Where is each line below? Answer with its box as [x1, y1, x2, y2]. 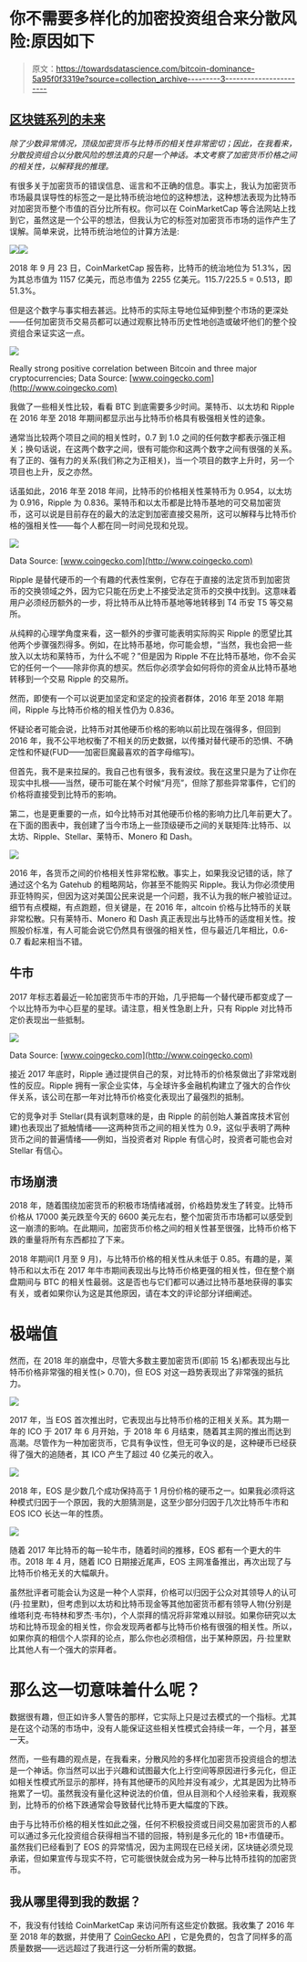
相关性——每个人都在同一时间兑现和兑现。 [33, 520, 193, 531]
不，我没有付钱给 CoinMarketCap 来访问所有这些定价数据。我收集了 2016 [9, 1920, 285, 1931]
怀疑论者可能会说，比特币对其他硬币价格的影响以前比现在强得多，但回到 [9, 723, 281, 734]
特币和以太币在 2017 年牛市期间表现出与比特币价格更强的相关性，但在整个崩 [9, 1265, 295, 1276]
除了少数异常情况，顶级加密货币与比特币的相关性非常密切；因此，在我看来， [9, 138, 297, 149]
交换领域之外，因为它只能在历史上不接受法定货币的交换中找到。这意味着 [25, 585, 297, 596]
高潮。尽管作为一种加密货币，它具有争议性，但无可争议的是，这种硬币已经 [9, 1438, 289, 1449]
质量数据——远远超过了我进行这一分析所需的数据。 [9, 1943, 201, 1954]
